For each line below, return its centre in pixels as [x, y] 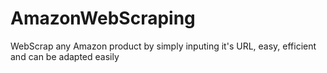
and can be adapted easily [65, 56]
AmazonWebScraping [103, 18]
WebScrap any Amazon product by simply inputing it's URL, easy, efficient [163, 46]
